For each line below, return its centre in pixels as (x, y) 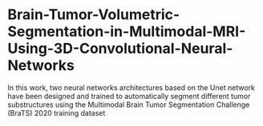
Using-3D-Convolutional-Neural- (120, 49)
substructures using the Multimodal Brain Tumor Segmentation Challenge (129, 104)
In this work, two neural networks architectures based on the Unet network (131, 87)
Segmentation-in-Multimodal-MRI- (127, 31)
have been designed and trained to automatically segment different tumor (129, 96)
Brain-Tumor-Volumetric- (94, 15)
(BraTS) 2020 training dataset (57, 112)
